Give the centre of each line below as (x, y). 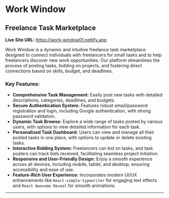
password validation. (34, 116)
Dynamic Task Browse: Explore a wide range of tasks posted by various (88, 122)
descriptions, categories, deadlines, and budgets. (64, 100)
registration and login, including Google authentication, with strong (81, 111)
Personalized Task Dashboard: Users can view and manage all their (83, 132)
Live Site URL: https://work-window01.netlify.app (56, 40)
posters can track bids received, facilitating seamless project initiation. (86, 154)
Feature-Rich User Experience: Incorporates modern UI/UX (75, 175)
